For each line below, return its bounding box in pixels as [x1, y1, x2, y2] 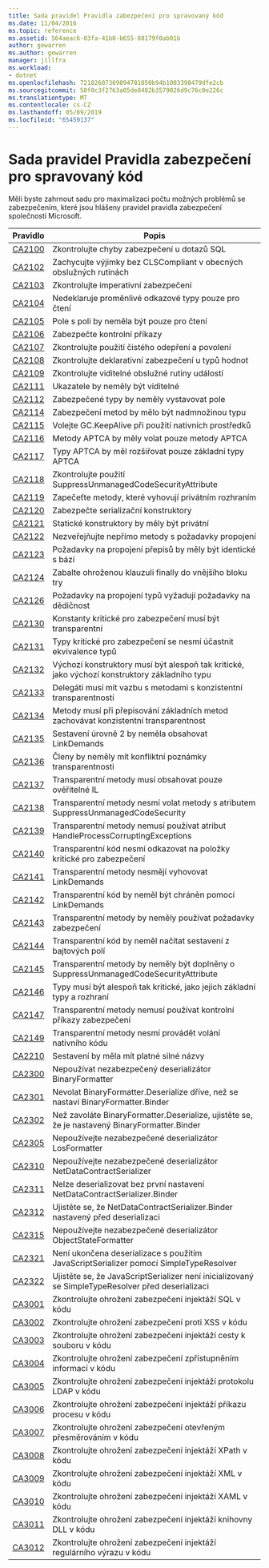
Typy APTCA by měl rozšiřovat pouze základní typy [51, 445, 244, 456]
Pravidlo [12, 230, 45, 241]
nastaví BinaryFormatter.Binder [51, 1096, 170, 1108]
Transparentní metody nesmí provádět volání [51, 1027, 221, 1038]
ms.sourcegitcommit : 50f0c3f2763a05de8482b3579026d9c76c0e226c [8, 86, 224, 94]
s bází [51, 553, 75, 565]
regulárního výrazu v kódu [51, 1546, 151, 1558]
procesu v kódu [51, 1409, 111, 1420]
